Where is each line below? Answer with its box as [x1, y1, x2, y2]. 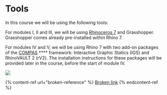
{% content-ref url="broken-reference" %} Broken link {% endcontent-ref [5, 79, 158, 85]
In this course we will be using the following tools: [5, 19, 109, 25]
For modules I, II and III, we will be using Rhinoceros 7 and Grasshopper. [5, 29, 154, 35]
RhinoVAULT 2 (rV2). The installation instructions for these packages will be [5, 54, 162, 60]
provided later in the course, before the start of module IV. [5, 60, 126, 66]
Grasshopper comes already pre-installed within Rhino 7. [5, 34, 123, 40]
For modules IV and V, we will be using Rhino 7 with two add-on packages [5, 44, 158, 50]
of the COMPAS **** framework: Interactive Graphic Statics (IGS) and [5, 49, 149, 55]
